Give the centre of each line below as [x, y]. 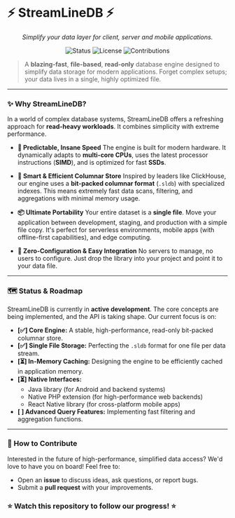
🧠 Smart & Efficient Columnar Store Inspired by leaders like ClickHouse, [122, 176]
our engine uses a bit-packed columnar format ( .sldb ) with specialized [121, 184]
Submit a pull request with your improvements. [85, 487]
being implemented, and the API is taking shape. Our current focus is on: [112, 316]
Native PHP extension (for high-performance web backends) [115, 397]
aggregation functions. [50, 419]
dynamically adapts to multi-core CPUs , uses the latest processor [113, 155]
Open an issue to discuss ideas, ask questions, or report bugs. [108, 479]
